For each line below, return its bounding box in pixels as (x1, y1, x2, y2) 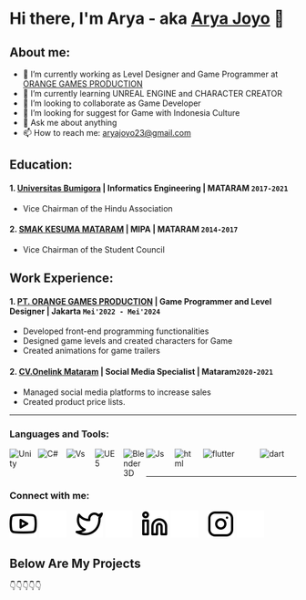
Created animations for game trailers (22, 346, 161, 357)
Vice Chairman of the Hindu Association (22, 202, 173, 213)
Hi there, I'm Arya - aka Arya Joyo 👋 (9, 8, 285, 29)
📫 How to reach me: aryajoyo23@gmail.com (22, 128, 191, 138)
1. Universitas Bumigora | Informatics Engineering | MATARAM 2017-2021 (9, 182, 289, 193)
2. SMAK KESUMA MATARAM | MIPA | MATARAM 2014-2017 (9, 223, 239, 235)
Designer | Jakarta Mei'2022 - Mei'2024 (9, 305, 161, 316)
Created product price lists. (22, 396, 126, 407)
